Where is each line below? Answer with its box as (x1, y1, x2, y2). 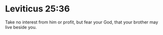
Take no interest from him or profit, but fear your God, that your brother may (5, 19, 158, 25)
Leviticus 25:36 (5, 3, 70, 14)
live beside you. (5, 24, 37, 30)
